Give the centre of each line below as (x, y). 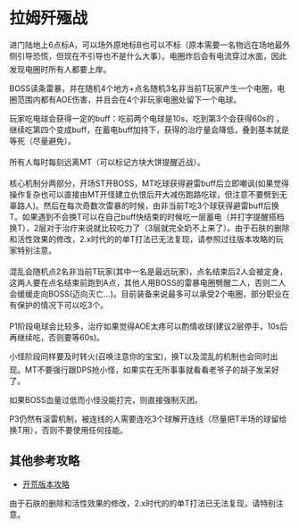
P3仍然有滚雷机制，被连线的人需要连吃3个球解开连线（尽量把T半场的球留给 (148, 419)
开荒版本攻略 (46, 484)
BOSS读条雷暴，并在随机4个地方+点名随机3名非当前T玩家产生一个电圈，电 (147, 88)
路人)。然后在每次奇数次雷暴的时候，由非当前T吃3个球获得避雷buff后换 (148, 205)
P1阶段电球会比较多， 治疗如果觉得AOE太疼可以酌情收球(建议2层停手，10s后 (149, 326)
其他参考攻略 (45, 461)
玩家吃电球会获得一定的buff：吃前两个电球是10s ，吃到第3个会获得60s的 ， (147, 118)
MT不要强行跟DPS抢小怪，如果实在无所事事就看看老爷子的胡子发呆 (149, 369)
